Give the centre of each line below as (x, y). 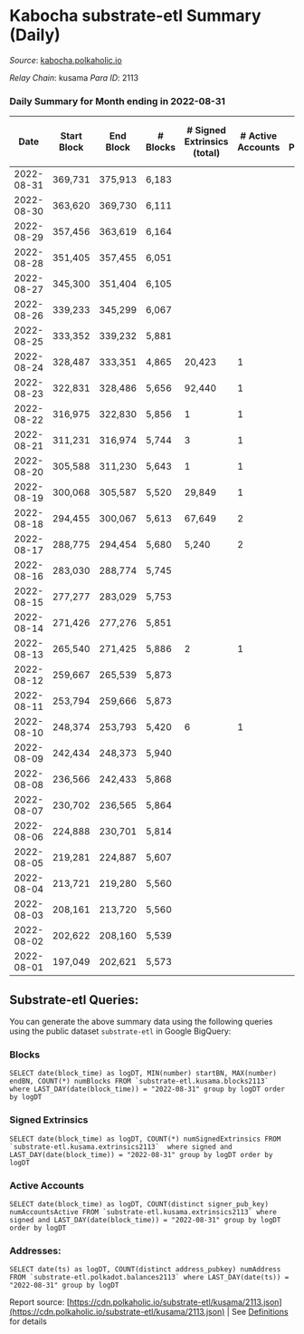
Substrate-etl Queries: (74, 1000)
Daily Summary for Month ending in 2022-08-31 (118, 101)
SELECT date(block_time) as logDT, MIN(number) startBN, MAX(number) (143, 1074)
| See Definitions (257, 1312)
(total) (206, 153)
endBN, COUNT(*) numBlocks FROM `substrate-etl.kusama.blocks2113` (139, 1081)
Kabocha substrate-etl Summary (135, 16)
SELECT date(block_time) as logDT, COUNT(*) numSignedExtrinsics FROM (145, 1139)
